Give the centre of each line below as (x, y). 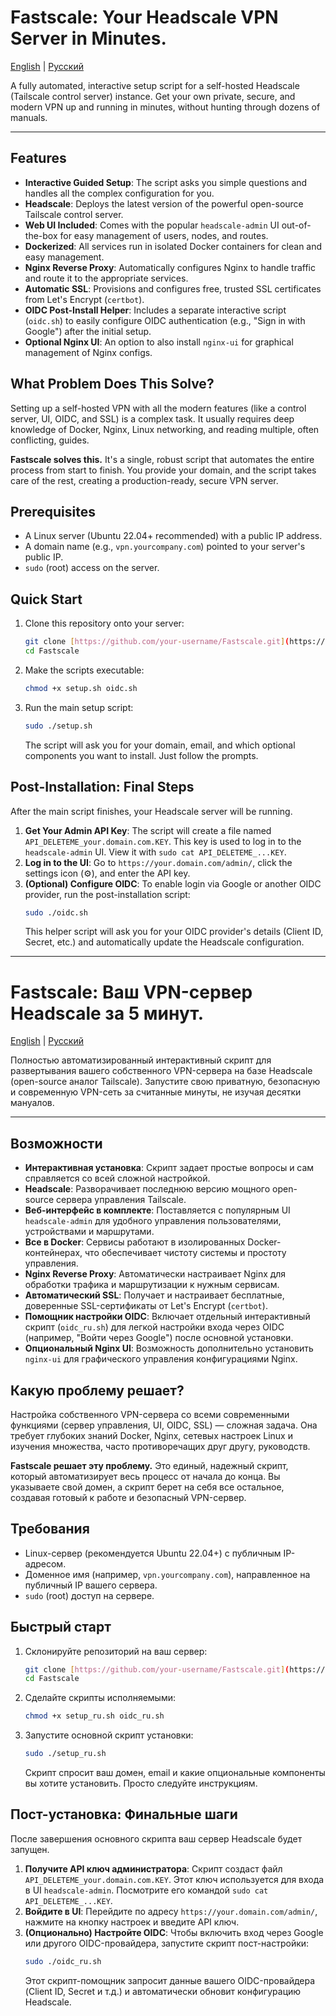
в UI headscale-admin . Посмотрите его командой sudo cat (146, 1890)
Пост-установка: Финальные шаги (124, 1814)
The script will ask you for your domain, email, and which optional (160, 745)
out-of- (296, 225)
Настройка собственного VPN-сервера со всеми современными (150, 1414)
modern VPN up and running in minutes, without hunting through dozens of (165, 107)
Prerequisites (53, 511)
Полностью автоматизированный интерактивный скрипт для (141, 1060)
